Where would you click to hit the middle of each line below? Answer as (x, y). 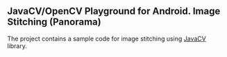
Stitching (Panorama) (54, 22)
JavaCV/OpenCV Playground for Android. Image (114, 11)
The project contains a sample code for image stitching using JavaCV (107, 38)
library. (17, 46)
